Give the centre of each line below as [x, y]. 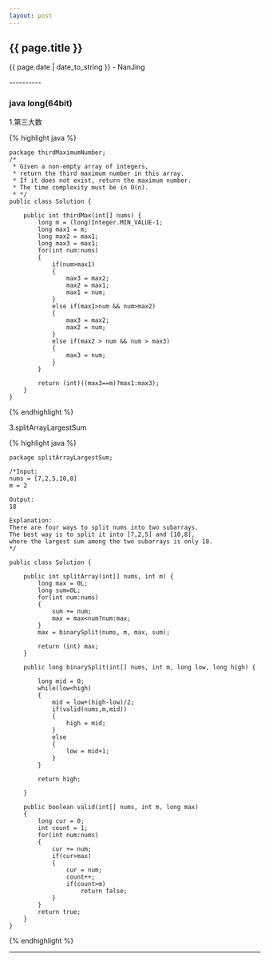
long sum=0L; [59, 590]
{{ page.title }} [46, 48]
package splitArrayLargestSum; [61, 457]
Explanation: [31, 520]
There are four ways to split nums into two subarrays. [104, 527]
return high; [59, 779]
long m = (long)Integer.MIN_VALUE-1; [100, 222]
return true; [59, 911]
